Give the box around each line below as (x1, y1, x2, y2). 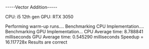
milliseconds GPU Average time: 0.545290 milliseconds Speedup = (5, 34, 144, 40)
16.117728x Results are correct (5, 39, 68, 45)
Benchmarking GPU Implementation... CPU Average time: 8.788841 (5, 29, 143, 34)
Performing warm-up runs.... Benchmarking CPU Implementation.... (5, 23, 144, 29)
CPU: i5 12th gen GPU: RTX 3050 (5, 14, 74, 19)
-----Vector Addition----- (5, 4, 58, 10)
